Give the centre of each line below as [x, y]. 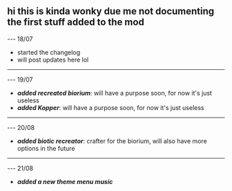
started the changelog [49, 52]
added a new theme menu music [65, 181]
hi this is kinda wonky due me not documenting [111, 11]
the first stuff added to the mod [76, 22]
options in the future [46, 148]
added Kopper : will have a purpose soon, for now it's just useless [111, 107]
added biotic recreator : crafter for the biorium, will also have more [112, 140]
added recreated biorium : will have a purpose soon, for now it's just [115, 93]
